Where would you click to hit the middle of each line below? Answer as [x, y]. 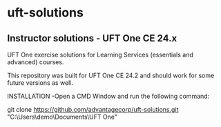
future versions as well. [40, 83]
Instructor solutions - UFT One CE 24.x [92, 38]
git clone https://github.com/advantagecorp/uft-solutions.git [93, 109]
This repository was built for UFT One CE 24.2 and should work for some [111, 75]
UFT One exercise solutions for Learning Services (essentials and [100, 55]
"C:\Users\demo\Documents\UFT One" [62, 117]
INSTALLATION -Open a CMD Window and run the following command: [108, 96]
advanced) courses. [36, 62]
